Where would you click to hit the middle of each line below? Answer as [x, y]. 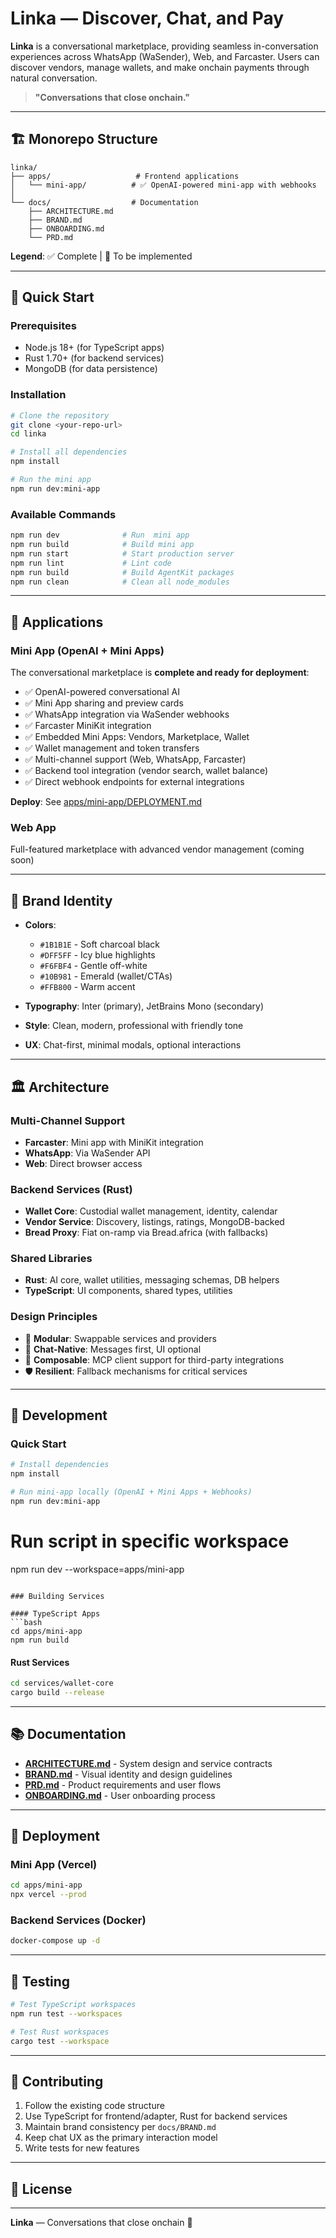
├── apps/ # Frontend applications [125, 176]
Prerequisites [43, 326]
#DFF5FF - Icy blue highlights [97, 955]
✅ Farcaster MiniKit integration [88, 726]
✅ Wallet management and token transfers [112, 748]
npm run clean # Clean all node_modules [120, 582]
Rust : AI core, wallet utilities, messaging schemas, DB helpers [152, 1280]
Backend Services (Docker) [78, 1920]
